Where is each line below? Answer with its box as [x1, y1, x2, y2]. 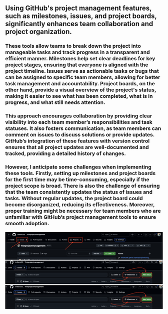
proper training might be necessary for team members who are [5, 208, 161, 215]
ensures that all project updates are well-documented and [5, 144, 149, 151]
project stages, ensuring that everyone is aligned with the [5, 61, 148, 68]
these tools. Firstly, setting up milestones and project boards [5, 170, 156, 177]
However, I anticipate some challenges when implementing [5, 164, 151, 171]
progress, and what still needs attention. [5, 99, 105, 106]
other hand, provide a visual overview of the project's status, [5, 86, 156, 93]
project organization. [5, 28, 72, 36]
